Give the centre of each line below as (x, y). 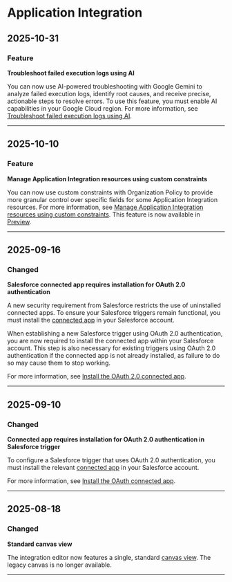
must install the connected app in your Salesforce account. (91, 320)
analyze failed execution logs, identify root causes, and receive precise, (109, 93)
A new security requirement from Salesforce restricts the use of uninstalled (114, 305)
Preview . (19, 221)
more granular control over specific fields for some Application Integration (113, 199)
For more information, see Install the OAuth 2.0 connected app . (97, 376)
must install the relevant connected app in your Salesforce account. (103, 467)
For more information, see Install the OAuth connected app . (91, 481)
